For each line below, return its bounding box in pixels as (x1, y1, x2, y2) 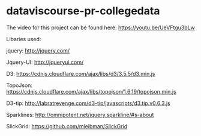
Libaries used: (6, 35, 41, 42)
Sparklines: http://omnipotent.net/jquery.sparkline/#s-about (6, 111, 154, 118)
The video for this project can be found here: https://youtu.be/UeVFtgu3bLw (6, 24, 195, 31)
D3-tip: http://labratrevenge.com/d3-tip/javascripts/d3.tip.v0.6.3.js (6, 100, 170, 107)
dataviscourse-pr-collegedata (6, 4, 160, 18)
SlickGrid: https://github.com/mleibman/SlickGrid (6, 122, 128, 129)
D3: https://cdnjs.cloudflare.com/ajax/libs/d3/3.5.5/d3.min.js (6, 70, 155, 77)
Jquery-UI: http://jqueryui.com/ (6, 58, 84, 66)
